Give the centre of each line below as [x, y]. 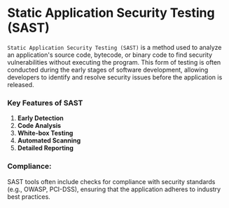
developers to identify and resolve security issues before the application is [115, 77]
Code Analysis [39, 126]
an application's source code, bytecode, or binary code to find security [110, 55]
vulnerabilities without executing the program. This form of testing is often [114, 62]
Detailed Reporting [45, 148]
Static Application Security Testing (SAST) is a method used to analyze [114, 47]
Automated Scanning [49, 141]
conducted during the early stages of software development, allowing [108, 70]
